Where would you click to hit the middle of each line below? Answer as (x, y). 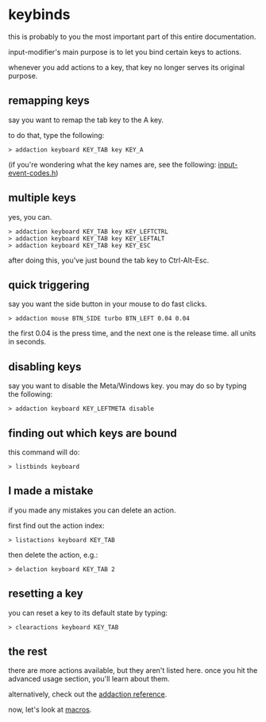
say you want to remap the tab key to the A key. (86, 120)
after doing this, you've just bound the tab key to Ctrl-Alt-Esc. (109, 260)
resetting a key (46, 594)
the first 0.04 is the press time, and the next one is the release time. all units (132, 333)
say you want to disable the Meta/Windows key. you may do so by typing (128, 386)
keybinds (39, 15)
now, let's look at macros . (50, 710)
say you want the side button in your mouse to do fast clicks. (108, 304)
